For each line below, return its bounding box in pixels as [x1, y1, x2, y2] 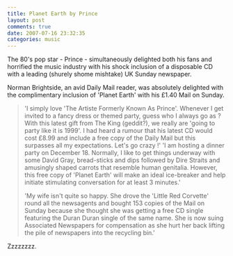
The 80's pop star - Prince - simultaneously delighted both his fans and [7, 55, 212, 63]
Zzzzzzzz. [7, 242, 37, 250]
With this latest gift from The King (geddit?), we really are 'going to [24, 119, 216, 127]
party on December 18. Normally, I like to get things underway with [24, 149, 216, 157]
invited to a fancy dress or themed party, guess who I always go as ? [24, 112, 221, 120]
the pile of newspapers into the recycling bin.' [24, 229, 155, 237]
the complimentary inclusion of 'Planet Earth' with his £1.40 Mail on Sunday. [7, 91, 225, 99]
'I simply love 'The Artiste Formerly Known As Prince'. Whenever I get [24, 104, 224, 113]
